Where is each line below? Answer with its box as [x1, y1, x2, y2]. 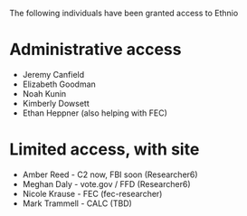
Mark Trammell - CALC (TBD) [22, 198, 133, 209]
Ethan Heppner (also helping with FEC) [22, 108, 167, 118]
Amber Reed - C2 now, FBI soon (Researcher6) [22, 169, 198, 180]
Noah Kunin [22, 88, 67, 99]
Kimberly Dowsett [22, 98, 90, 108]
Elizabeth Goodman [22, 79, 97, 89]
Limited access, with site [9, 139, 200, 160]
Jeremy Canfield [22, 69, 85, 80]
